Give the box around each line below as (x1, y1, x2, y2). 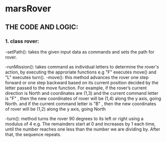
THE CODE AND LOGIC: (5, 23, 78, 31)
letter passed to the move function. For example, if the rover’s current (5, 85, 147, 91)
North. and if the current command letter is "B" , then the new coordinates (5, 100, 157, 107)
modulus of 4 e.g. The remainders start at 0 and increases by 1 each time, (5, 121, 156, 127)
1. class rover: (5, 38, 40, 45)
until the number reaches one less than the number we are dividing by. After (5, 126, 161, 132)
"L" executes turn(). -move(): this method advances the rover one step (5, 74, 149, 80)
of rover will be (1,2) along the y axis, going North (5, 106, 106, 112)
